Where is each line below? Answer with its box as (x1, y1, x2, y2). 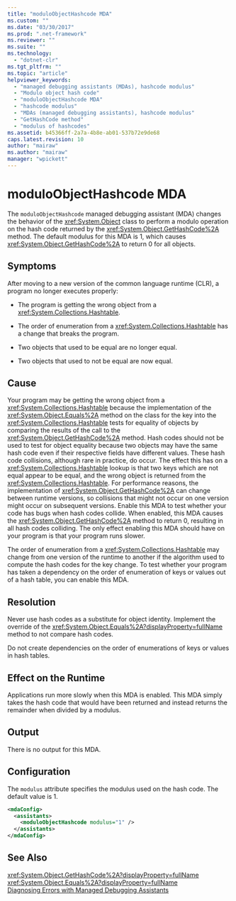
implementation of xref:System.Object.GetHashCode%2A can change (7, 487, 211, 495)
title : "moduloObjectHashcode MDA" (7, 10, 113, 18)
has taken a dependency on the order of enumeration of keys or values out (7, 568, 226, 577)
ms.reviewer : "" (7, 37, 55, 44)
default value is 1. (7, 792, 58, 800)
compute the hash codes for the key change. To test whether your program (7, 560, 227, 569)
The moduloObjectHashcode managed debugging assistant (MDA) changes (7, 209, 222, 218)
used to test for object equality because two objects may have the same (7, 441, 218, 450)
